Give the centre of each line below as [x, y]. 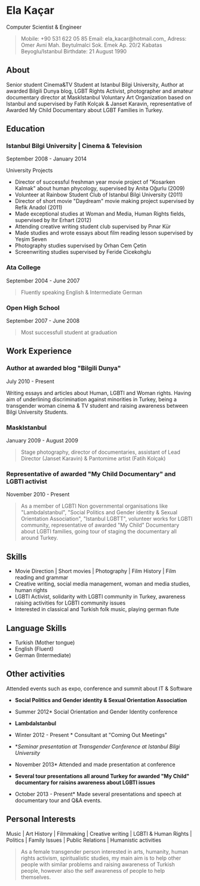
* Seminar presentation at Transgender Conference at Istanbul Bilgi [97, 747]
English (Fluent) [34, 649]
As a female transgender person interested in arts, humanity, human [104, 851]
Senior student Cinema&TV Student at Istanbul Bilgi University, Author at [95, 84]
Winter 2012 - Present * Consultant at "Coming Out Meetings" [91, 735]
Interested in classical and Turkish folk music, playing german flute [97, 609]
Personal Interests [41, 819]
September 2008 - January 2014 [47, 159]
